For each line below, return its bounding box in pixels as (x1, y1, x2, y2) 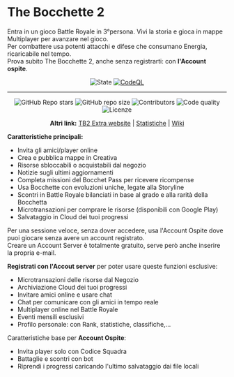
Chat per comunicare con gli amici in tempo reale (17, 297, 159, 306)
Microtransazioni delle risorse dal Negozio (17, 275, 139, 283)
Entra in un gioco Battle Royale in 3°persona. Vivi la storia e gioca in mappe (7, 27, 223, 36)
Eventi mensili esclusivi (17, 312, 84, 321)
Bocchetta (17, 198, 47, 206)
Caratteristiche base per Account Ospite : (7, 333, 127, 342)
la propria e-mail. (7, 249, 56, 257)
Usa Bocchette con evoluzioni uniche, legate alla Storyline (17, 183, 185, 191)
